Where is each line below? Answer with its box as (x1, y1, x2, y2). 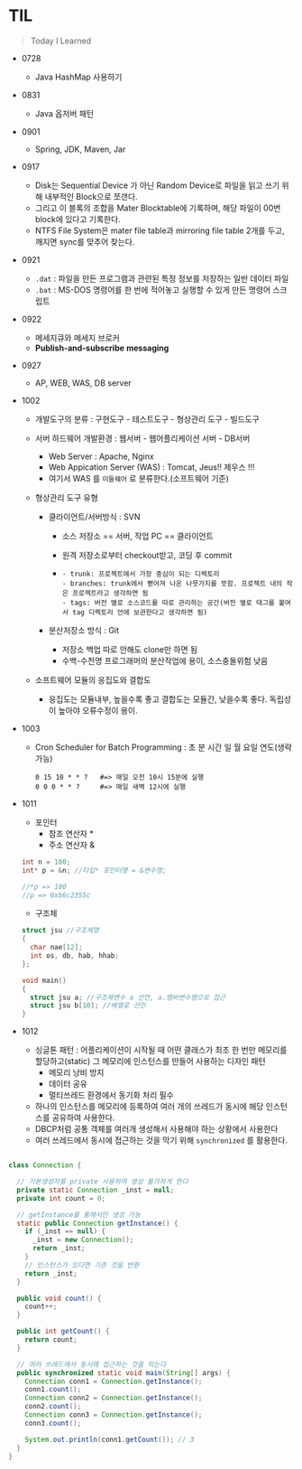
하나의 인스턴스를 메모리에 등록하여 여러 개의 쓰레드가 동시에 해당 (34, 1101, 264, 1112)
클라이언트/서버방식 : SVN (48, 511, 141, 522)
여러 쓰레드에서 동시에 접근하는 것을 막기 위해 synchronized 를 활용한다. (34, 1135, 288, 1146)
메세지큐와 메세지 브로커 (34, 332, 121, 343)
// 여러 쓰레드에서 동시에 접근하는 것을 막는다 (16, 1360, 167, 1369)
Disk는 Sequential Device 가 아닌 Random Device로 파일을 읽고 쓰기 (34, 180, 280, 191)
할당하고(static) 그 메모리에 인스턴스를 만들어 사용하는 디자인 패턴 (34, 1056, 267, 1067)
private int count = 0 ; (16, 1193, 105, 1202)
